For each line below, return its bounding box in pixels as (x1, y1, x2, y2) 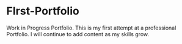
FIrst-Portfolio (6, 4, 79, 18)
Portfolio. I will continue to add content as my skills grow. (6, 30, 150, 37)
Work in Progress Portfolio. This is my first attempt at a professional (6, 24, 177, 31)
